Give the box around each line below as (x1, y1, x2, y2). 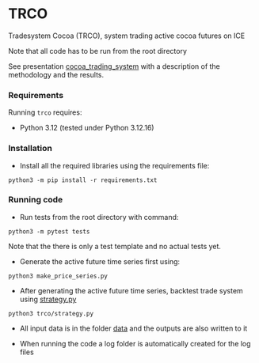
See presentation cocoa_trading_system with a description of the (8, 61, 220, 71)
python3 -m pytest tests (8, 227, 90, 236)
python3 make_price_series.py (8, 272, 109, 280)
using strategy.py (19, 294, 77, 304)
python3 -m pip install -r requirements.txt (8, 176, 158, 184)
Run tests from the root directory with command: (19, 212, 179, 221)
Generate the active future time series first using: (19, 256, 181, 266)
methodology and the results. (8, 70, 105, 79)
